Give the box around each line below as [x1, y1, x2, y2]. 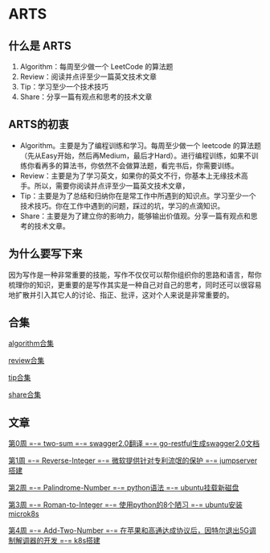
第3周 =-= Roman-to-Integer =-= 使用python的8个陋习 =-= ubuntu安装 [8, 500, 243, 510]
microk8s [8, 509, 39, 519]
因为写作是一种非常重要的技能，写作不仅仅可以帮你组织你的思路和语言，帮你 [8, 270, 262, 279]
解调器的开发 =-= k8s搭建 [14, 536, 100, 546]
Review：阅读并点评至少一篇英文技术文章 [19, 72, 157, 81]
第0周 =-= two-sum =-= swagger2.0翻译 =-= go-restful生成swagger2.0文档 [8, 439, 260, 448]
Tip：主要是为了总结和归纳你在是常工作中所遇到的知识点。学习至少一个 [19, 191, 256, 200]
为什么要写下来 [8, 247, 83, 261]
